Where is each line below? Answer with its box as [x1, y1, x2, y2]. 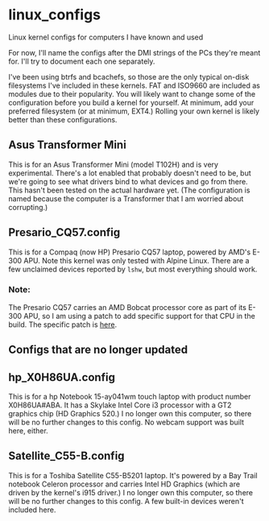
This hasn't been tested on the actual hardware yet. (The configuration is [8, 185, 250, 195]
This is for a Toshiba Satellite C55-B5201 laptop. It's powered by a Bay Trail [8, 470, 258, 480]
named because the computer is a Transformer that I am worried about [8, 193, 244, 203]
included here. [8, 505, 56, 515]
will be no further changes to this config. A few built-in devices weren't [8, 496, 244, 506]
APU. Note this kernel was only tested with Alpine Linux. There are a [23, 255, 250, 265]
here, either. [8, 426, 48, 436]
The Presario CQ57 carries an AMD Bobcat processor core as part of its [8, 302, 247, 312]
